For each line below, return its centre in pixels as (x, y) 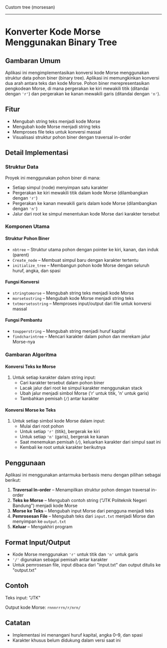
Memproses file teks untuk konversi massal (57, 132)
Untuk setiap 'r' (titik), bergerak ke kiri (60, 432)
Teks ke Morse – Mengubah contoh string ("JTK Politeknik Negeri (80, 501)
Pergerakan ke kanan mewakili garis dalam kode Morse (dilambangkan (85, 203)
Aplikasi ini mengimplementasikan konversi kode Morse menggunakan (77, 72)
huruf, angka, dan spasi (36, 271)
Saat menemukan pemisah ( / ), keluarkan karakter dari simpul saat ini (90, 442)
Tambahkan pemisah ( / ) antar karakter (59, 399)
